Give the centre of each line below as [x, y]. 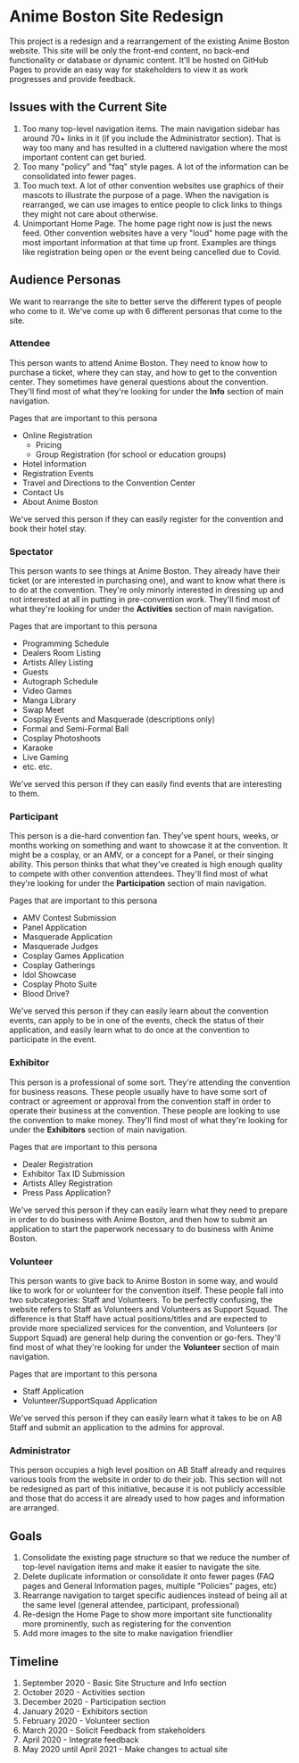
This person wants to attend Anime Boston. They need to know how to [138, 362]
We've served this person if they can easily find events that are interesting [146, 784]
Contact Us [43, 492]
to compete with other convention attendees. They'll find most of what [139, 874]
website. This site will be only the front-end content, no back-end [129, 50]
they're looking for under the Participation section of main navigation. [138, 883]
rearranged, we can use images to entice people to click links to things [152, 204]
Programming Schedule [66, 643]
